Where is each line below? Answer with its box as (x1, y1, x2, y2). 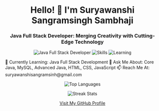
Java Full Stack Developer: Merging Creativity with (9, 32, 133, 39)
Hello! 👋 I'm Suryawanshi (30, 4, 135, 16)
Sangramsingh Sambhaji (31, 15, 133, 26)
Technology (75, 39, 104, 46)
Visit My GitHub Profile (59, 100, 106, 106)
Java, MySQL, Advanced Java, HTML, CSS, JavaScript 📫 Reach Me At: (5, 65, 150, 71)
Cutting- (134, 32, 156, 39)
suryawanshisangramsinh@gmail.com (5, 72, 82, 78)
